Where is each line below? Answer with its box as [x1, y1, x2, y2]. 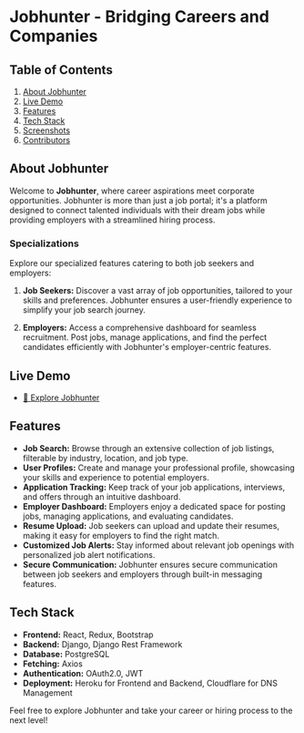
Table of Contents [9, 62, 114, 77]
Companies [9, 26, 98, 46]
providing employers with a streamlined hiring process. [9, 214, 216, 225]
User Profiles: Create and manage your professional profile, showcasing [22, 462, 296, 473]
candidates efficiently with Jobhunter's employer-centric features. [22, 342, 271, 353]
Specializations [9, 237, 79, 250]
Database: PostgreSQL [22, 648, 110, 659]
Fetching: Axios [22, 658, 84, 669]
